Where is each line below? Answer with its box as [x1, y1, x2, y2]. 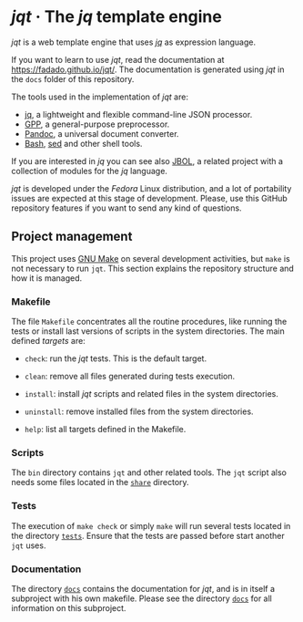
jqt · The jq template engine [11, 6, 222, 27]
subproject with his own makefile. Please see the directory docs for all [11, 593, 273, 604]
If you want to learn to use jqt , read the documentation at [11, 54, 225, 65]
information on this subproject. [11, 602, 126, 613]
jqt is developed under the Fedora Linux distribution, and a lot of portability [11, 182, 292, 193]
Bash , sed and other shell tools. [24, 138, 143, 149]
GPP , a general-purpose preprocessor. [24, 119, 170, 130]
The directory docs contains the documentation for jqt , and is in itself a [11, 583, 276, 594]
